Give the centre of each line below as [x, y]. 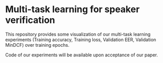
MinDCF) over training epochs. [37, 45]
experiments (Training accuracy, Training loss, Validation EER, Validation [81, 40]
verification [30, 20]
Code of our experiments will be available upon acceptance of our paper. [82, 55]
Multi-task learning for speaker [72, 9]
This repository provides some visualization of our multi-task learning [78, 34]
